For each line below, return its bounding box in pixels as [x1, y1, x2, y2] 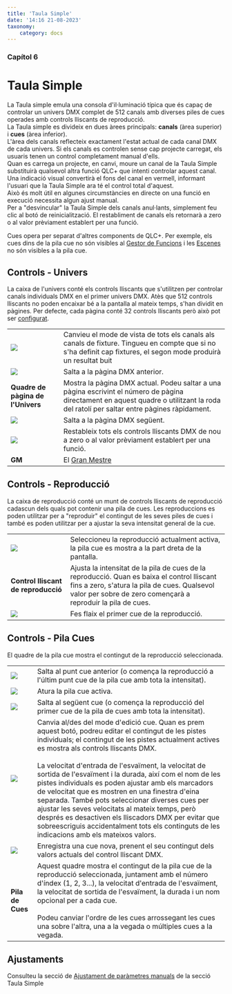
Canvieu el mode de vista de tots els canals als [63, 329, 215, 339]
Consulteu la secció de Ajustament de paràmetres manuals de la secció [7, 972, 211, 980]
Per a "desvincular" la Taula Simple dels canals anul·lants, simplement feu [7, 203, 217, 212]
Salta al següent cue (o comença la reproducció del [37, 697, 205, 707]
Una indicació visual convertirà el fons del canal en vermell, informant [7, 174, 206, 183]
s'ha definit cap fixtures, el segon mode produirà [63, 347, 221, 356]
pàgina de [10, 391, 45, 401]
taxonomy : [7, 23, 36, 30]
